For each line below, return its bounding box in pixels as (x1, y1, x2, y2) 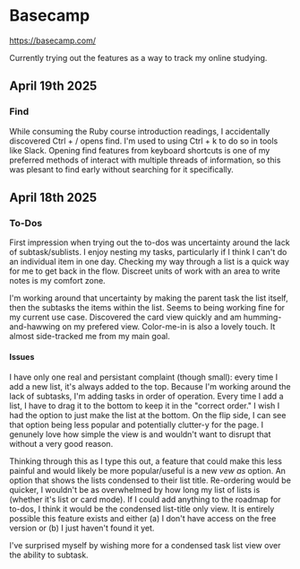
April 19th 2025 (9, 78, 98, 94)
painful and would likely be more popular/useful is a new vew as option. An (9, 465, 287, 476)
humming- (243, 311, 282, 323)
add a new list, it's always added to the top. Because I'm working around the (9, 381, 291, 391)
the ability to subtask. (9, 549, 89, 560)
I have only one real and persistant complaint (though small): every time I (9, 372, 279, 382)
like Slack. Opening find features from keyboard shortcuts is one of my (9, 144, 270, 155)
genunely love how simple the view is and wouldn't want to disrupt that (9, 428, 271, 440)
